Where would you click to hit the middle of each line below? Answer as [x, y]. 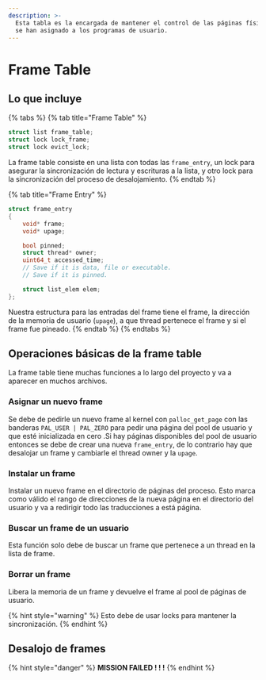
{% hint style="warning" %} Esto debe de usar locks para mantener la [122, 615]
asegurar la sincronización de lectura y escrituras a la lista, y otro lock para [131, 171]
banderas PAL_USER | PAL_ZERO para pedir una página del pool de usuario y [130, 427]
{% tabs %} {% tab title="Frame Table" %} [78, 118]
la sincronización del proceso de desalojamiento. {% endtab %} [112, 179]
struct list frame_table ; [51, 133]
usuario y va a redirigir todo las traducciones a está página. [105, 508]
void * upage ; [44, 231]
